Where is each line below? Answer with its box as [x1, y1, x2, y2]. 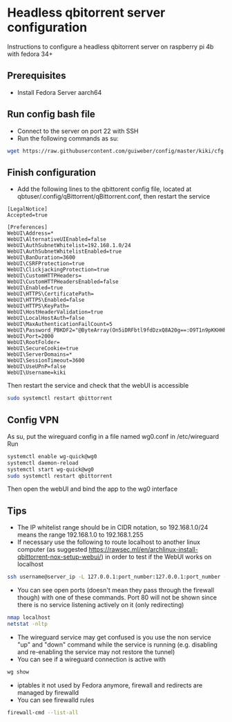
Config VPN [7, 414, 59, 426]
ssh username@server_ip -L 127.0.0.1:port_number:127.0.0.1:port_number [7, 573, 221, 581]
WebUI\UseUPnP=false [7, 363, 67, 370]
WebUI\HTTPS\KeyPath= [7, 303, 70, 309]
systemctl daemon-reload [7, 459, 79, 467]
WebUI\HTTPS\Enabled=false [7, 296, 85, 304]
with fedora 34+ [7, 50, 53, 58]
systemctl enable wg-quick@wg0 [7, 453, 97, 460]
